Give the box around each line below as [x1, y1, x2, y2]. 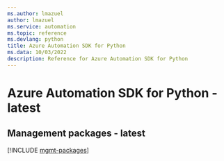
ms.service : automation [7, 23, 77, 30]
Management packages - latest [7, 128, 146, 139]
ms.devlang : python [7, 36, 64, 43]
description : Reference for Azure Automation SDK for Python [7, 56, 189, 62]
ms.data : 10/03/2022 [7, 49, 67, 56]
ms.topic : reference [7, 29, 67, 37]
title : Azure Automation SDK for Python [7, 42, 127, 49]
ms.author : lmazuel [7, 10, 64, 17]
